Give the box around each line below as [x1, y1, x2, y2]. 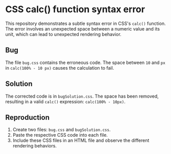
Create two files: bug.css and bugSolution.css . [12, 127, 111, 133]
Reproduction [5, 113, 50, 121]
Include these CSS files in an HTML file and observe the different [12, 137, 150, 143]
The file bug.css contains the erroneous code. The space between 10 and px [5, 59, 166, 66]
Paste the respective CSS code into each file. [12, 132, 108, 138]
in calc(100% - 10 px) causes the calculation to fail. [5, 65, 114, 71]
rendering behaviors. [12, 143, 57, 149]
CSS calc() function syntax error [5, 4, 145, 15]
